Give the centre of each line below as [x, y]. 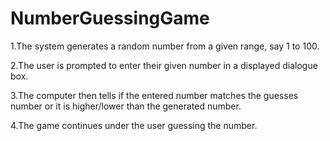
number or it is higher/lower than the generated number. [126, 106]
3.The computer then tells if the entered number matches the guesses [154, 95]
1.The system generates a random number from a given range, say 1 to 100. [165, 46]
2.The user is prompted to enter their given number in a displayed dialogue [164, 65]
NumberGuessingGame [110, 18]
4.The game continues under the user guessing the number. [134, 125]
